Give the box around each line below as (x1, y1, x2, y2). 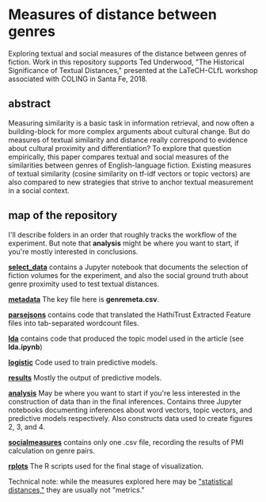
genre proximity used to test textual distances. (8, 279, 160, 288)
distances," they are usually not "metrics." (8, 485, 145, 494)
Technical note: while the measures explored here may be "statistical (8, 477, 234, 486)
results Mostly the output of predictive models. (8, 373, 162, 382)
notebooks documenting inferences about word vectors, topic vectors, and (8, 405, 253, 415)
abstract (8, 97, 51, 110)
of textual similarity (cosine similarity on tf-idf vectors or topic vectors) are (8, 168, 251, 178)
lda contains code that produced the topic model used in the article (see (8, 334, 244, 343)
